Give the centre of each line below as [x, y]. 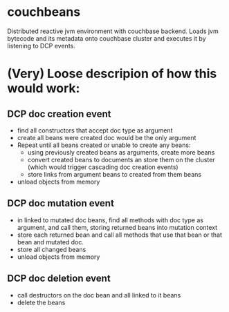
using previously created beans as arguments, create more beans [121, 152]
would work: [44, 89]
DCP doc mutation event [61, 203]
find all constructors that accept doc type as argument [95, 130]
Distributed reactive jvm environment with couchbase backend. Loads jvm [113, 31]
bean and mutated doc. [51, 242]
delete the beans [41, 302]
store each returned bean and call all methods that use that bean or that [120, 235]
